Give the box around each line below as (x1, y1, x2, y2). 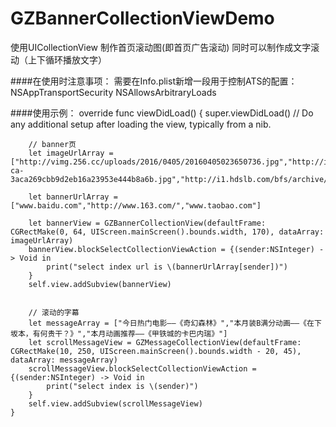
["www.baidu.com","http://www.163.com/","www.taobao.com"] (10, 200, 262, 211)
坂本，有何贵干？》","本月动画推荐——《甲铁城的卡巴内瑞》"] (10, 328, 228, 339)
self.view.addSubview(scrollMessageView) (28, 398, 203, 409)
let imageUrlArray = (28, 148, 114, 158)
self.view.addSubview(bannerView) (28, 279, 172, 289)
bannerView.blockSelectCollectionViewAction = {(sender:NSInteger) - (28, 244, 325, 254)
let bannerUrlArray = (28, 192, 118, 202)
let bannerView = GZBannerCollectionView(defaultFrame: (28, 218, 267, 228)
